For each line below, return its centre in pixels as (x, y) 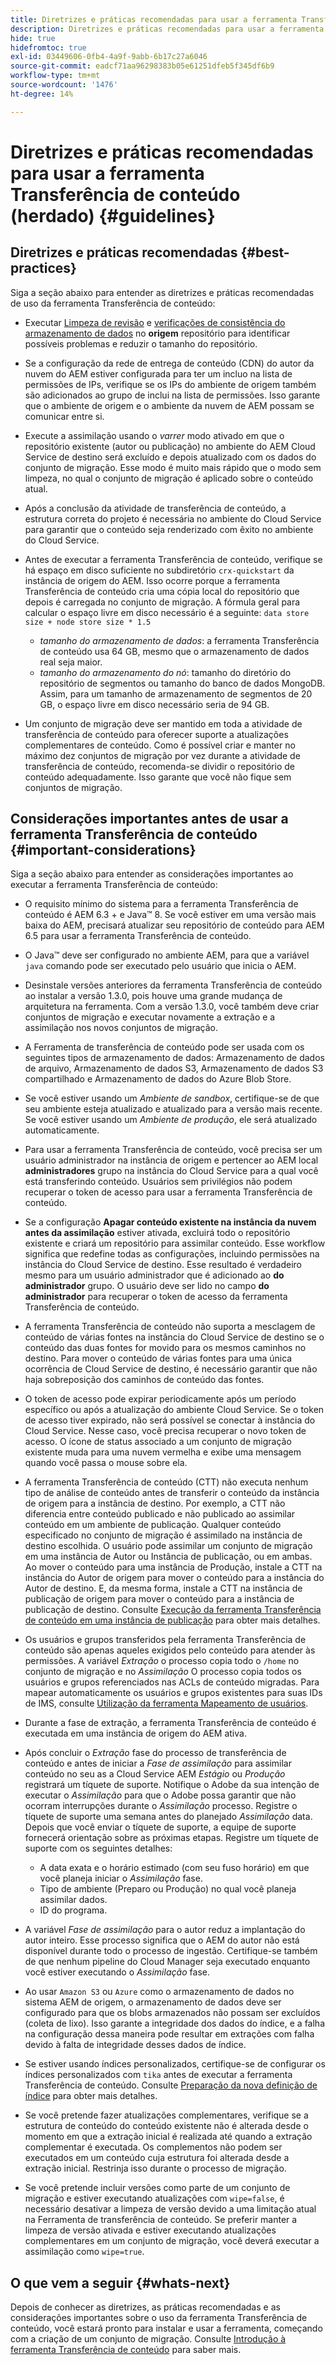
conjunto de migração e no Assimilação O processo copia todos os (163, 1672)
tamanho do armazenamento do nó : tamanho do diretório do (165, 672)
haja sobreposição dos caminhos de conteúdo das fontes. (144, 1380)
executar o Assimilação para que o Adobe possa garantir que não (160, 1795)
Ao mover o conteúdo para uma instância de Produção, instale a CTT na (173, 1567)
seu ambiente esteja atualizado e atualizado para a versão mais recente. (173, 1109)
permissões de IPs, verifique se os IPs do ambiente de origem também (170, 384)
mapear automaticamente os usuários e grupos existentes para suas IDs (173, 1693)
